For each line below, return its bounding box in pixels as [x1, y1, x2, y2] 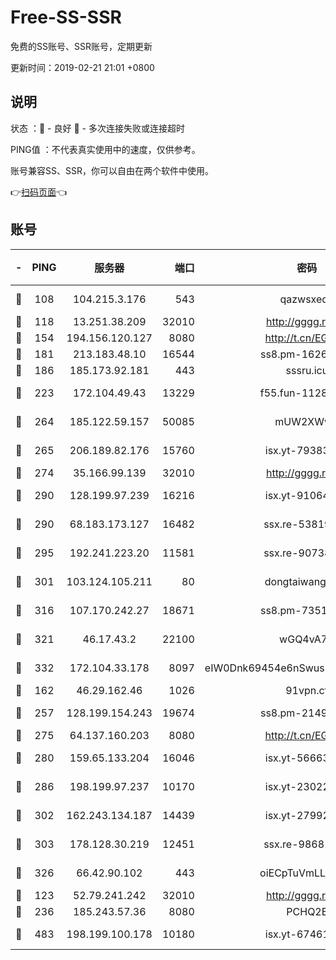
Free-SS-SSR [10, 6, 122, 29]
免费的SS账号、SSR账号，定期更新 [10, 40, 153, 52]
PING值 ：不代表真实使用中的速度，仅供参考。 [10, 143, 201, 155]
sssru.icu [285, 363, 329, 377]
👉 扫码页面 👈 [10, 186, 68, 198]
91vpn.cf [285, 683, 329, 697]
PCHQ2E [286, 904, 328, 918]
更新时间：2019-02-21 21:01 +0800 [10, 61, 155, 73]
